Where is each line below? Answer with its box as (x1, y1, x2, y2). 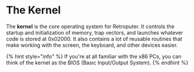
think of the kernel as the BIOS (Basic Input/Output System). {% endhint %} (6, 59, 189, 66)
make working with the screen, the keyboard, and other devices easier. (6, 42, 178, 49)
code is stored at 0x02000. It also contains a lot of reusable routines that (6, 35, 182, 42)
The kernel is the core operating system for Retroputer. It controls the (6, 23, 175, 30)
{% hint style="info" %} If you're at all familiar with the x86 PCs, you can (6, 53, 182, 60)
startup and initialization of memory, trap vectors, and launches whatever (6, 29, 183, 36)
